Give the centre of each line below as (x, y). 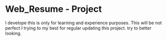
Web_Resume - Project (54, 9)
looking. (13, 33)
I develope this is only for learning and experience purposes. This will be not (83, 23)
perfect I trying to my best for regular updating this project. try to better (79, 28)
